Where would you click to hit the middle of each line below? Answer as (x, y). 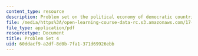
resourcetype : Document (35, 33)
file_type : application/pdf (41, 28)
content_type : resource (35, 11)
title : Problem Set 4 (33, 38)
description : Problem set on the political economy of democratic (89, 17)
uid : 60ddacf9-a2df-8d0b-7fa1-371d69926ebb (60, 44)
